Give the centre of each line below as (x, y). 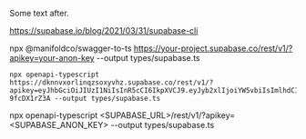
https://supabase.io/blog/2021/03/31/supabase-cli (104, 30)
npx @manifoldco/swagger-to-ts (71, 48)
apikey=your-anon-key (52, 58)
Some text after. (40, 13)
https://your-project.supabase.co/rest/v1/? (213, 48)
